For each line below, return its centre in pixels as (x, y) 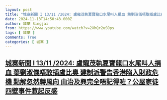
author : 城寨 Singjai (27, 24)
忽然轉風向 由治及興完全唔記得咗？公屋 (86, 82)
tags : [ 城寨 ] (20, 33)
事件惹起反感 (38, 91)
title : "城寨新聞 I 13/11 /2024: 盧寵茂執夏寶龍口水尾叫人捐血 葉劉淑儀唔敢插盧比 (83, 14)
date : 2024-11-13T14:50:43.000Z (39, 19)
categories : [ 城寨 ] (27, 42)
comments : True (21, 38)
